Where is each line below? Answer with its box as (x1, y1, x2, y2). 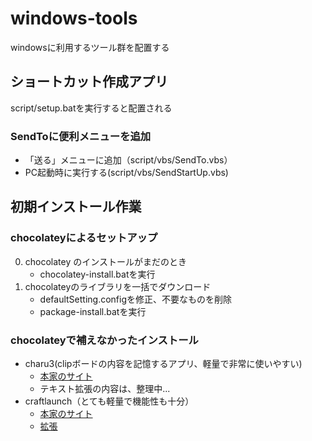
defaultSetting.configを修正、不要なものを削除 (39, 293, 233, 305)
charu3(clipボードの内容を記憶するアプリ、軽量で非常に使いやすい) (24, 358, 303, 370)
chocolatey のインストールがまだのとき (24, 255, 187, 267)
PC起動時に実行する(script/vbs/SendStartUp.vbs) (24, 167, 229, 179)
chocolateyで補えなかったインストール (10, 333, 199, 347)
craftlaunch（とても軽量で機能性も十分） (24, 395, 195, 407)
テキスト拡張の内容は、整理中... (39, 383, 171, 395)
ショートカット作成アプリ (10, 73, 168, 91)
